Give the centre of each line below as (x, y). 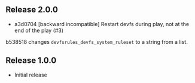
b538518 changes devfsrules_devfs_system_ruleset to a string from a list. (97, 41)
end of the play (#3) (39, 30)
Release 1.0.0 (31, 61)
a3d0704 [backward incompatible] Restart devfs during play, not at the (102, 24)
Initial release (31, 75)
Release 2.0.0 (32, 10)
